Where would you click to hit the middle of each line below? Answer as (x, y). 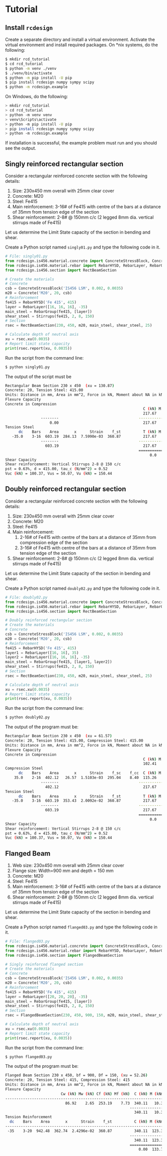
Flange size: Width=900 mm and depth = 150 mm (63, 871)
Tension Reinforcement (29, 1117)
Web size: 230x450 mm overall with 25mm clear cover (68, 866)
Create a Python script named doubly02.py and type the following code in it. (83, 588)
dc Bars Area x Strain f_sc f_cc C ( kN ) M (90, 773)
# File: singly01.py (27, 257)
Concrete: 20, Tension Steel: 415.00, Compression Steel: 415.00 (74, 741)
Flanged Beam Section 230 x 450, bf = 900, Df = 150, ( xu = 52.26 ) (77, 1075)
